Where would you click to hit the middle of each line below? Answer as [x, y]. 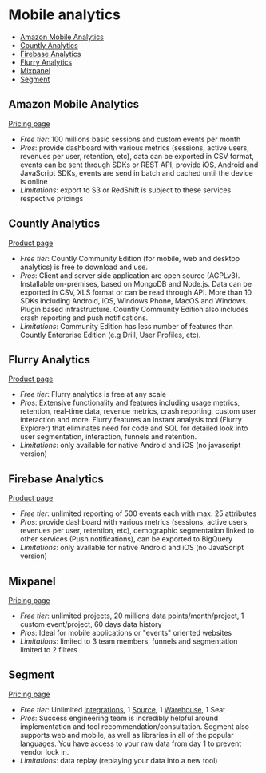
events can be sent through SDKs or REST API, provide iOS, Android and [139, 165]
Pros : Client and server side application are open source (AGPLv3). [130, 275]
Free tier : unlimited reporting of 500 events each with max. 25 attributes [138, 513]
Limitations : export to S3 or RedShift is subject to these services [125, 190]
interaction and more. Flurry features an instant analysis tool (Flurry [131, 420]
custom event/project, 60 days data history [91, 624]
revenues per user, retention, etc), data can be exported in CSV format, [137, 156]
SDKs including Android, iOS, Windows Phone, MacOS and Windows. [134, 300]
